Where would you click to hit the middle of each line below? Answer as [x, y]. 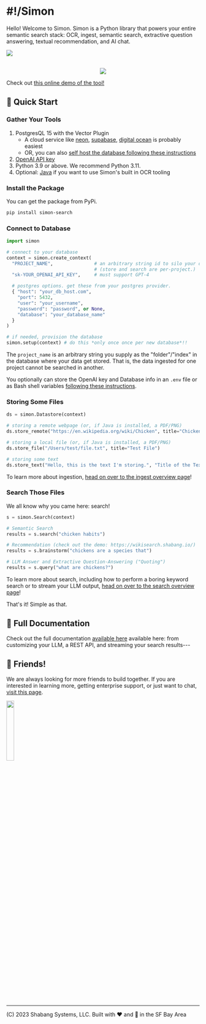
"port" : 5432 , [35, 298]
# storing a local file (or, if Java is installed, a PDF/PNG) [89, 443]
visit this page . [25, 692]
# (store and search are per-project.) [145, 269]
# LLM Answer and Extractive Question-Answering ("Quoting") [86, 562]
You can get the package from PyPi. [52, 201]
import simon [23, 241]
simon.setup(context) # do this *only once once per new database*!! [97, 343]
